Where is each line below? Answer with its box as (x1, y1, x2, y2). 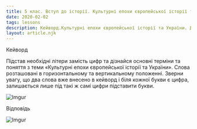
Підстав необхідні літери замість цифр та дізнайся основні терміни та (6, 58, 181, 65)
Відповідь (6, 105, 30, 112)
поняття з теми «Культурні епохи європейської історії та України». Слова (6, 64, 191, 71)
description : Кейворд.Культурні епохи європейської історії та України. (6, 25, 188, 31)
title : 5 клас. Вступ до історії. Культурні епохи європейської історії (6, 8, 188, 15)
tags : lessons (6, 19, 41, 25)
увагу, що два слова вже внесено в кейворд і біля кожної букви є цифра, (6, 76, 189, 83)
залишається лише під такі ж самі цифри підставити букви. (6, 82, 155, 89)
